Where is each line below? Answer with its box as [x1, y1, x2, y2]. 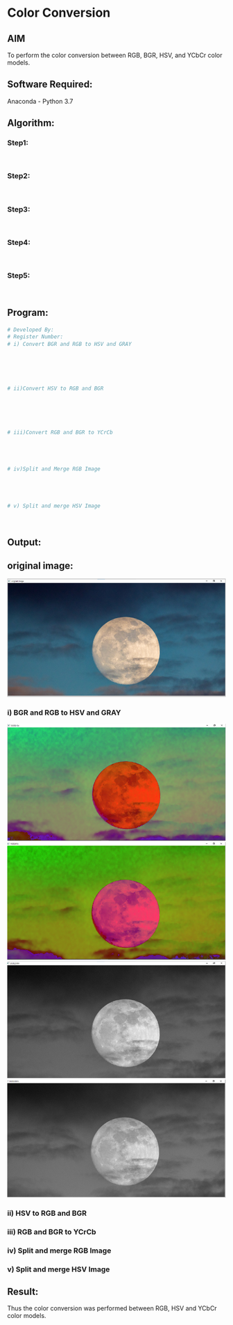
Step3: [7, 204, 31, 214]
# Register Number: [7, 333, 64, 340]
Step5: [7, 271, 31, 280]
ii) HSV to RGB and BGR [7, 1208, 87, 1218]
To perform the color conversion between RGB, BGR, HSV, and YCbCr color [7, 51, 223, 59]
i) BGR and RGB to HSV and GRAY [7, 708, 121, 717]
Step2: [7, 171, 31, 181]
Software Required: [7, 79, 93, 90]
